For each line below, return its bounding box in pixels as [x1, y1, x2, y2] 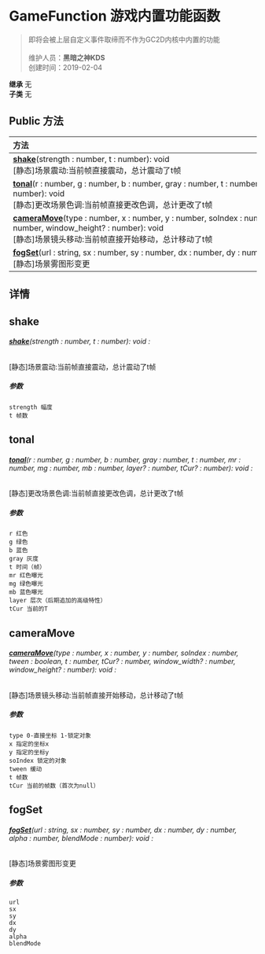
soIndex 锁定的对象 [9, 757, 67, 764]
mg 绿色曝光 [9, 580, 44, 588]
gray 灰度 [9, 555, 39, 563]
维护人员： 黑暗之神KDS [28, 53, 105, 62]
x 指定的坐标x [9, 740, 50, 748]
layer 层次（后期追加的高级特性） [9, 597, 107, 605]
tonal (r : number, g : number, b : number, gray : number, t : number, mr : [9, 455, 241, 464]
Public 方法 [9, 115, 64, 128]
